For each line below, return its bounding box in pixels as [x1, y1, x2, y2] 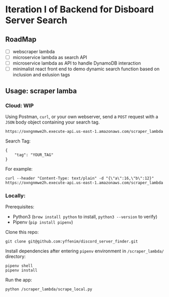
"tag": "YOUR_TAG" [14, 152, 54, 157]
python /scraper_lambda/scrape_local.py [5, 287, 93, 292]
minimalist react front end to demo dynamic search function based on [12, 66, 160, 72]
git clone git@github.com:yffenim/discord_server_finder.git [5, 239, 138, 244]
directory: [5, 253, 26, 260]
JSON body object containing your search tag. [5, 119, 100, 125]
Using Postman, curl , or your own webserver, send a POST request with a [5, 113, 158, 120]
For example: [5, 166, 33, 172]
